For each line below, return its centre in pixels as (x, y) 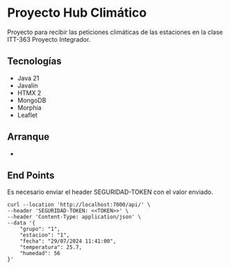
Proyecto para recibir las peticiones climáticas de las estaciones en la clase (115, 32)
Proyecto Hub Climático (77, 13)
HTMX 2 (29, 92)
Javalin (27, 85)
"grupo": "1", (40, 229)
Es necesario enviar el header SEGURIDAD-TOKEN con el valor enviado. (110, 192)
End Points (31, 175)
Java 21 (28, 78)
